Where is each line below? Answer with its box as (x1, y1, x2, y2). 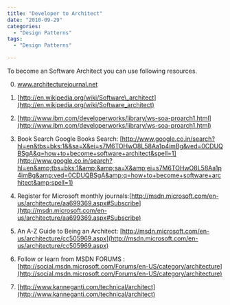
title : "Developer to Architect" (7, 10, 103, 17)
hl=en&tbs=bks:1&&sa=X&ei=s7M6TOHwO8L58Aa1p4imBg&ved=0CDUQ (16, 142, 223, 150)
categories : (7, 23, 41, 30)
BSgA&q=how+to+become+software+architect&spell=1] (16, 149, 176, 157)
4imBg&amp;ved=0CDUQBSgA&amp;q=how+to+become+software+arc (16, 171, 222, 179)
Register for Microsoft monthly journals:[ (16, 192, 132, 200)
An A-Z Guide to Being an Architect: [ (16, 227, 122, 235)
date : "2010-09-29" (7, 16, 63, 23)
